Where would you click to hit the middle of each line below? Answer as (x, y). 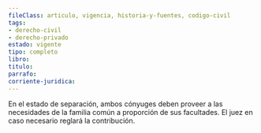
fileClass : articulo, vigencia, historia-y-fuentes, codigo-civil (119, 15)
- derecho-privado (38, 37)
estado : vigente (35, 45)
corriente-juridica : (42, 81)
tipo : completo (33, 52)
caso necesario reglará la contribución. (72, 120)
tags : (17, 23)
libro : (19, 60)
